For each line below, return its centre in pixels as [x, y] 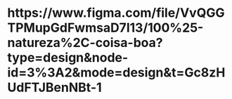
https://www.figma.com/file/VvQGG [116, 13]
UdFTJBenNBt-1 [54, 87]
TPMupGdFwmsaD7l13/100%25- [105, 28]
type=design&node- [68, 58]
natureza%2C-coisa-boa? [85, 43]
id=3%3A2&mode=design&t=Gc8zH [116, 73]
